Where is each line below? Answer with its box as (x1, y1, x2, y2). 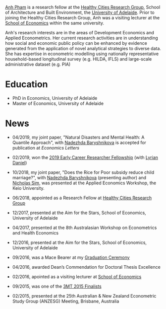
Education (5, 79, 48, 90)
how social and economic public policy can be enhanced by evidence (5, 40, 147, 46)
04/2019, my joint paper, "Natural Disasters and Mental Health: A (12, 134, 145, 140)
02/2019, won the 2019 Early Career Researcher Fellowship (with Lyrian (12, 154, 159, 160)
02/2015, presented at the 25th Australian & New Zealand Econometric (12, 293, 157, 299)
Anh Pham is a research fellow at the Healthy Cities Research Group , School (5, 4, 161, 10)
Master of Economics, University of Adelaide (12, 100, 104, 106)
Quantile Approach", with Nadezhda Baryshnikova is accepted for (12, 139, 146, 146)
